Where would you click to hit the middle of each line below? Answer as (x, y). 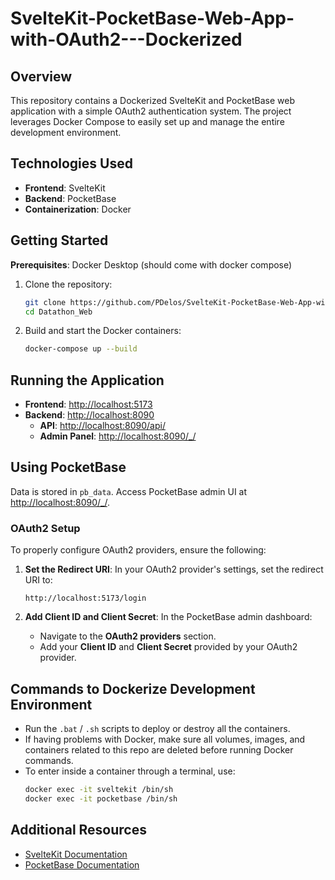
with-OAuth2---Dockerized (126, 39)
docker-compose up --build (81, 349)
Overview (41, 76)
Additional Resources (78, 830)
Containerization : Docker (78, 209)
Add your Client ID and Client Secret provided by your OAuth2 (168, 647)
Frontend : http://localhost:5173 (88, 404)
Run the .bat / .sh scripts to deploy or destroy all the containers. (157, 728)
